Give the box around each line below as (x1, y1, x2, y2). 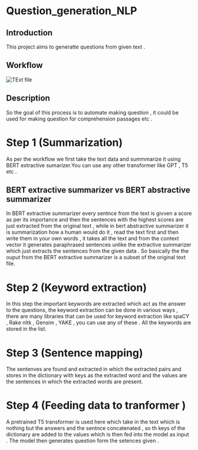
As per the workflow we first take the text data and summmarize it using (6, 155, 181, 162)
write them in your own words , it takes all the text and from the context (6, 235, 179, 242)
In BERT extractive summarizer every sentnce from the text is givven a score (6, 210, 192, 217)
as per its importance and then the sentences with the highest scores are (6, 216, 184, 223)
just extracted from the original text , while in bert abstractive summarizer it (6, 223, 189, 230)
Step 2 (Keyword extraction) (6, 281, 147, 294)
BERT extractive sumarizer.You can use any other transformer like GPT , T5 (6, 161, 189, 169)
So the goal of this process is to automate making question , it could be (6, 109, 179, 116)
